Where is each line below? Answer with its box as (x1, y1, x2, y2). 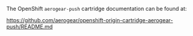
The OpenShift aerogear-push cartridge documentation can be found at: (6, 5, 187, 12)
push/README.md (6, 23, 53, 30)
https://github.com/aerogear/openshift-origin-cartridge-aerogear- (6, 17, 173, 23)
